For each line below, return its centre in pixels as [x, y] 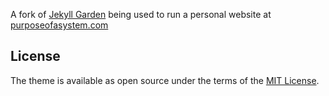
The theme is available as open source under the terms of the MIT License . [165, 80]
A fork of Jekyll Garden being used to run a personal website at [141, 14]
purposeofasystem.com [59, 25]
